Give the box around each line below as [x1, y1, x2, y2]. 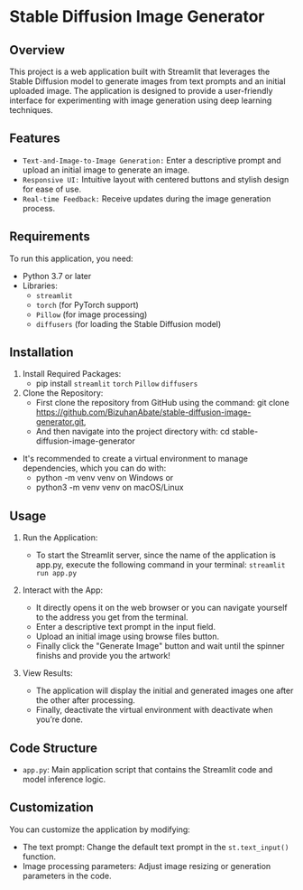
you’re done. [35, 714, 83, 725]
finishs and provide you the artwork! [35, 651, 171, 661]
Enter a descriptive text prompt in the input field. [35, 622, 216, 632]
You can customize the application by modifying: [9, 824, 191, 835]
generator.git [35, 417, 84, 427]
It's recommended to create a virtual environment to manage [22, 454, 248, 464]
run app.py [35, 569, 78, 578]
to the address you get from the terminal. [35, 612, 188, 623]
